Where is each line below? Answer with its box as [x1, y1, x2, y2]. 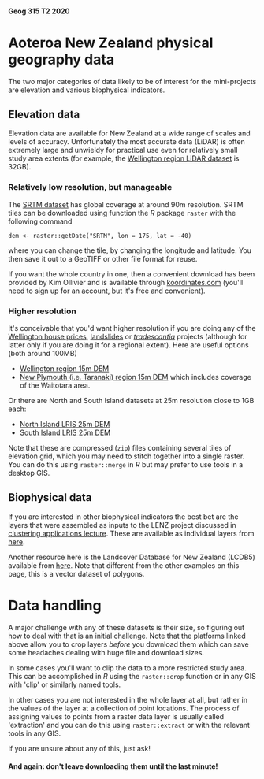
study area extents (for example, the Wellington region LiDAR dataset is [8, 154, 240, 163]
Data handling [8, 596, 102, 614]
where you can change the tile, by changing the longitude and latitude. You [8, 245, 252, 255]
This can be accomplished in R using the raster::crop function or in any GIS [8, 671, 256, 681]
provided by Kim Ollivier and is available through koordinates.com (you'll [8, 277, 244, 287]
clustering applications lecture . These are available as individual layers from [8, 529, 255, 538]
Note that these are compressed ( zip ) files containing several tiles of [8, 443, 232, 452]
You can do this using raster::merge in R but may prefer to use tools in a [8, 459, 244, 469]
